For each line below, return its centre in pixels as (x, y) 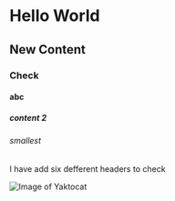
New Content (48, 50)
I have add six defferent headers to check (87, 168)
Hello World (55, 16)
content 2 (28, 117)
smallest (26, 141)
